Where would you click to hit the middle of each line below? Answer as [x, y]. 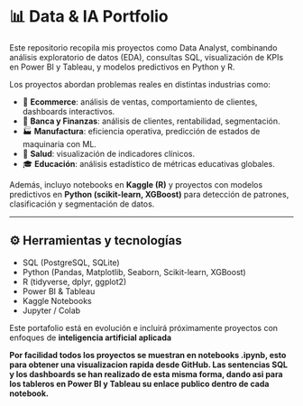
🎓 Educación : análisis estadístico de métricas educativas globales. [148, 163]
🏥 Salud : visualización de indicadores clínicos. [109, 153]
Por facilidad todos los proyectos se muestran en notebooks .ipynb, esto [148, 355]
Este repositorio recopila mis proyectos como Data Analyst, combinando [143, 47]
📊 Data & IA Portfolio [89, 17]
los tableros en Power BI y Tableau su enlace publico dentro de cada [139, 383]
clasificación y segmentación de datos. [82, 204]
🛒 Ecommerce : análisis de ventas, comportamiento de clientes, [140, 101]
